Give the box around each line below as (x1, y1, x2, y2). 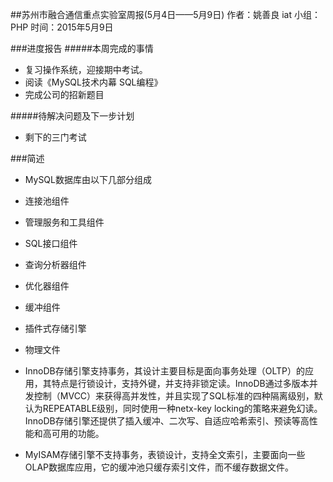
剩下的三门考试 (24, 131, 87, 143)
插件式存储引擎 (24, 323, 87, 334)
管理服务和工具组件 (24, 216, 105, 228)
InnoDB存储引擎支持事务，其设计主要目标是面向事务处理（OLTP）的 (24, 365, 306, 377)
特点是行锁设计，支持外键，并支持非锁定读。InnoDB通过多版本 (51, 378, 310, 389)
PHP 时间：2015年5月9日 (10, 21, 114, 33)
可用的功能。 (51, 428, 105, 439)
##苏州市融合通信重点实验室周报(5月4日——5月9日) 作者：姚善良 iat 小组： (10, 9, 321, 20)
